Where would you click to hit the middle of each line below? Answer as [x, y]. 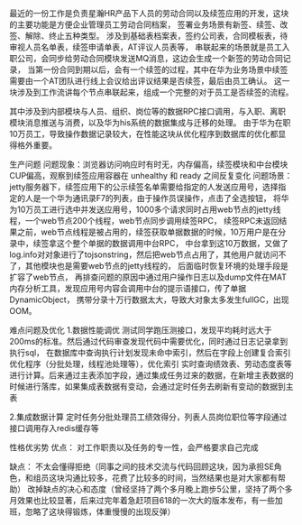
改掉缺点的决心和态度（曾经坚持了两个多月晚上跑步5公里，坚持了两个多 [160, 489]
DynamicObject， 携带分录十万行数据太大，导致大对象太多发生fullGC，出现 [150, 299]
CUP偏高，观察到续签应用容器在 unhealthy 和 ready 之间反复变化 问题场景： [151, 175]
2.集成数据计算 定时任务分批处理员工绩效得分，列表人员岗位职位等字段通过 [148, 417]
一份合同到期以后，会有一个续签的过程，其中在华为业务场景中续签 [165, 69]
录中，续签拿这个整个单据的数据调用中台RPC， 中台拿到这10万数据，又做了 [149, 243]
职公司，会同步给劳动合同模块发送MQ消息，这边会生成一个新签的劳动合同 [146, 58]
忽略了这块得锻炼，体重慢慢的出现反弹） [100, 511]
